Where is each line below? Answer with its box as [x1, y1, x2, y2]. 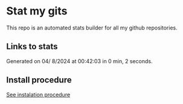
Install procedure [6, 75, 72, 85]
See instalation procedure [6, 91, 71, 98]
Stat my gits [6, 4, 68, 18]
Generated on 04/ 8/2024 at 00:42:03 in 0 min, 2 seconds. [6, 57, 153, 64]
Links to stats [6, 41, 58, 52]
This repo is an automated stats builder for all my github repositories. [6, 24, 178, 31]
